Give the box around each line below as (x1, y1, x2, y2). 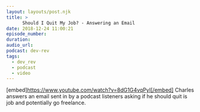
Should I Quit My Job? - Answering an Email (22, 20, 135, 26)
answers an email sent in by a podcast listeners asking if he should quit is (6, 93, 187, 100)
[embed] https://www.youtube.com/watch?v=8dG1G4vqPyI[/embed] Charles (6, 86, 195, 93)
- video (11, 70, 31, 76)
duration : (6, 37, 31, 43)
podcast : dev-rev (6, 48, 50, 54)
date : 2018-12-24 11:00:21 (6, 25, 74, 32)
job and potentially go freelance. (6, 99, 86, 107)
